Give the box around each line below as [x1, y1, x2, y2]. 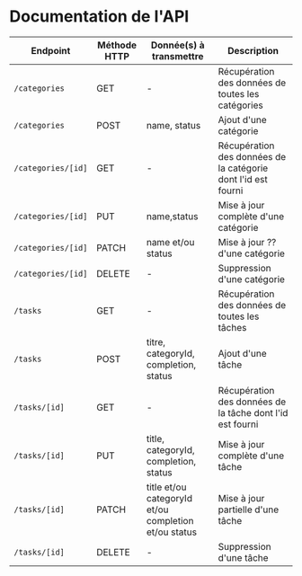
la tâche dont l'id [218, 406, 289, 419]
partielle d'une [218, 503, 280, 516]
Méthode [97, 39, 138, 51]
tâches [218, 321, 247, 333]
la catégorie [218, 162, 269, 174]
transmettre [151, 49, 204, 62]
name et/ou [146, 235, 195, 248]
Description [227, 44, 279, 57]
